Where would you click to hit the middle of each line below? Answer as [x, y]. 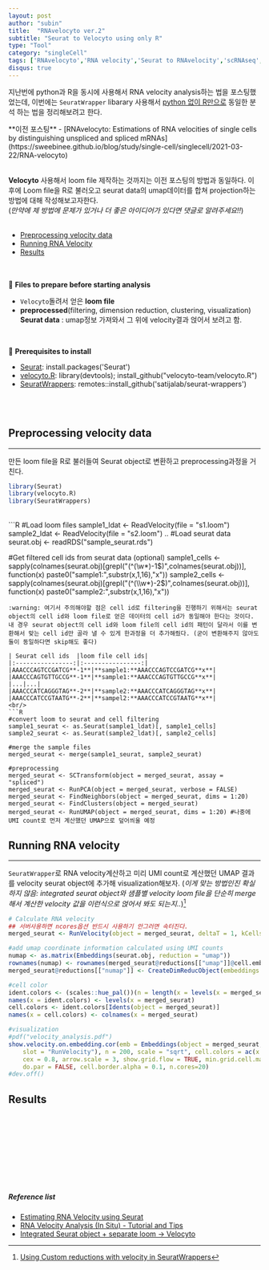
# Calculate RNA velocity [51, 919]
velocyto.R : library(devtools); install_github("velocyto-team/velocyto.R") [139, 375]
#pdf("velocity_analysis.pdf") [60, 1037]
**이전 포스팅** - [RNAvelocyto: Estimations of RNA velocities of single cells [133, 128]
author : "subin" [35, 23]
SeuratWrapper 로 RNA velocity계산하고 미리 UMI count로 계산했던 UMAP [124, 873]
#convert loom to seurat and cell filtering [84, 719]
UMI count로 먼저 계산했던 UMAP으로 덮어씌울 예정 [82, 821]
